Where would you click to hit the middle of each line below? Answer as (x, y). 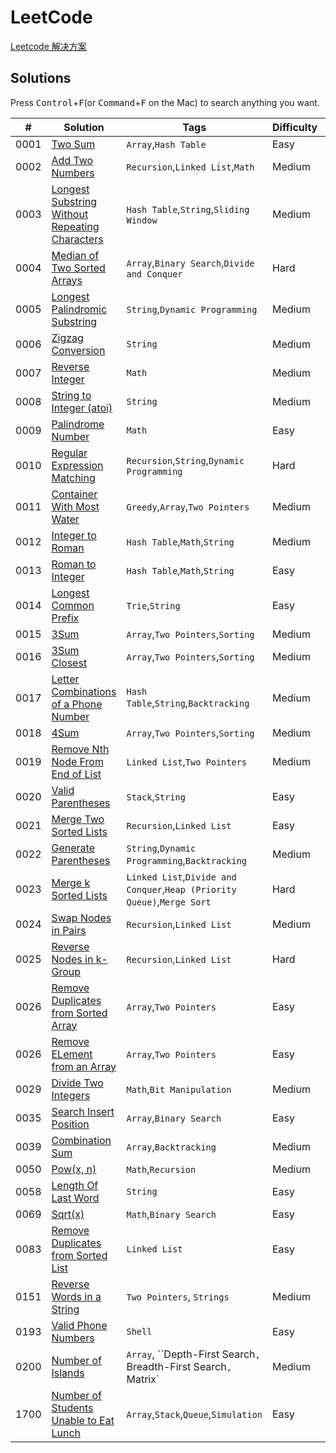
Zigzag (67, 338)
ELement (72, 1054)
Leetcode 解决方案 (48, 46)
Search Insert (83, 1111)
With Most (75, 506)
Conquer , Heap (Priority (181, 889)
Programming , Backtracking (187, 860)
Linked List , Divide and (181, 876)
